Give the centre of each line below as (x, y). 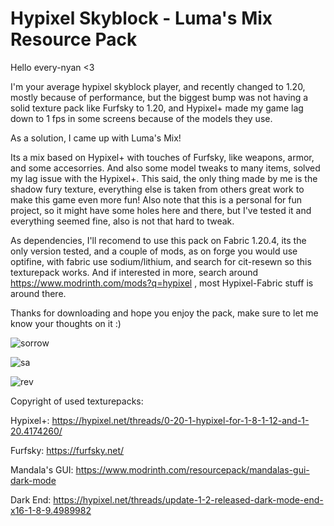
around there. (38, 293)
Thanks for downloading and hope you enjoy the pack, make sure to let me (164, 313)
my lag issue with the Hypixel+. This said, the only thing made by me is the (164, 178)
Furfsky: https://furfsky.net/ (67, 450)
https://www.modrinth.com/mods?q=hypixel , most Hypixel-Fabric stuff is (162, 283)
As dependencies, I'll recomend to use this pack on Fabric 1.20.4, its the (158, 240)
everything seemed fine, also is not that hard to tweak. (122, 221)
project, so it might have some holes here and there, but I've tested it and (161, 210)
